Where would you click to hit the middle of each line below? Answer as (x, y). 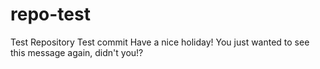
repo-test (50, 14)
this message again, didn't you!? (77, 52)
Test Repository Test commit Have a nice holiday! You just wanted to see (160, 42)
